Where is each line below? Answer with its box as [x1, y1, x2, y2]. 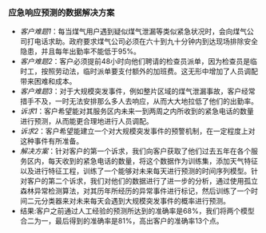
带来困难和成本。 [19, 77, 77, 86]
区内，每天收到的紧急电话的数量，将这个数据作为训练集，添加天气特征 [26, 156, 258, 166]
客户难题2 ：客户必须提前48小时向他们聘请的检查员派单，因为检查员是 [19, 57, 251, 66]
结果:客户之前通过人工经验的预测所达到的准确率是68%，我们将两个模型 [19, 206, 255, 216]
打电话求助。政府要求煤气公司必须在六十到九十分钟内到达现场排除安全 [26, 37, 258, 46]
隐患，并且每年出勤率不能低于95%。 [19, 46, 141, 57]
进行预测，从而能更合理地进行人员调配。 [19, 116, 153, 126]
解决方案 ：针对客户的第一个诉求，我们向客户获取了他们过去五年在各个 [19, 146, 252, 156]
